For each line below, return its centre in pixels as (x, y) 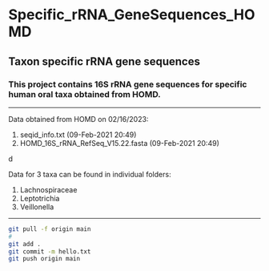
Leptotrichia (40, 198)
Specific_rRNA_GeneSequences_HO (132, 15)
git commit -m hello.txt (50, 251)
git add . (25, 244)
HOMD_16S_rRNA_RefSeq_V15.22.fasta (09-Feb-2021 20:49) (120, 143)
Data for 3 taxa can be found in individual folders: (90, 174)
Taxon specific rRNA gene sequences (104, 61)
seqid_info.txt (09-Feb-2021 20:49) (78, 135)
